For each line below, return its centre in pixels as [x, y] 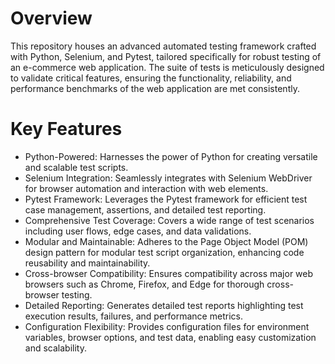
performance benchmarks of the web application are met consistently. [155, 88]
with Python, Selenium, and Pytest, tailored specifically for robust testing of [166, 56]
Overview [51, 18]
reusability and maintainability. [87, 263]
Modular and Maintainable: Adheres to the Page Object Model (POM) [166, 241]
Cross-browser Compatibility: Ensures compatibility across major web [169, 273]
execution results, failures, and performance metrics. [133, 316]
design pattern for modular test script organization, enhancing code [164, 252]
